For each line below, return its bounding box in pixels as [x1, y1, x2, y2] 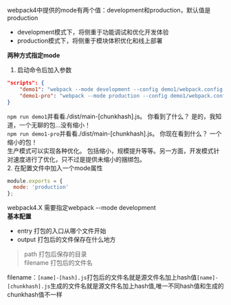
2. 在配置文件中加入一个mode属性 [7, 164, 103, 172]
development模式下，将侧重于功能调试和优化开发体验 [16, 28, 169, 36]
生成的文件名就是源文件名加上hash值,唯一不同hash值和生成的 [50, 282, 224, 291]
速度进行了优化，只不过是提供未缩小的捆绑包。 [12, 155, 146, 163]
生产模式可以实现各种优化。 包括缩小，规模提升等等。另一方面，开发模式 [7, 147, 214, 155]
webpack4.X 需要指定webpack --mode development [7, 204, 156, 212]
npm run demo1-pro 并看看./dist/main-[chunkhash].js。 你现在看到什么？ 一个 [7, 129, 222, 138]
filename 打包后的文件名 [23, 259, 93, 267]
